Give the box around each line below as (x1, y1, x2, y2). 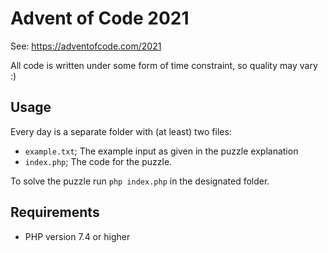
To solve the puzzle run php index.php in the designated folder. (10, 175, 270, 187)
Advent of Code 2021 (10, 7, 190, 30)
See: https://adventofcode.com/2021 (10, 40, 162, 52)
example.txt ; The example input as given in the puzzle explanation (24, 145, 299, 157)
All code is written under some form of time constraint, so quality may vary (10, 59, 318, 71)
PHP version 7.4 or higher (24, 230, 131, 242)
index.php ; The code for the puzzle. (24, 155, 173, 167)
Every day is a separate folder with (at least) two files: (10, 125, 232, 137)
